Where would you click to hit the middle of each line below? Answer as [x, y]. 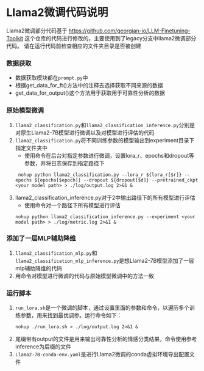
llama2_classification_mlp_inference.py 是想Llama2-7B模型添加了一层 [104, 260]
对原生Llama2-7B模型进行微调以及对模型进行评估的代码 [85, 133]
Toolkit [15, 38]
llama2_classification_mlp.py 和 [56, 253]
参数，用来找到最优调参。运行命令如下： [71, 315]
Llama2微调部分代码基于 [37, 31]
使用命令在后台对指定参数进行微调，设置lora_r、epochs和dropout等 [109, 155]
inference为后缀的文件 [43, 347]
